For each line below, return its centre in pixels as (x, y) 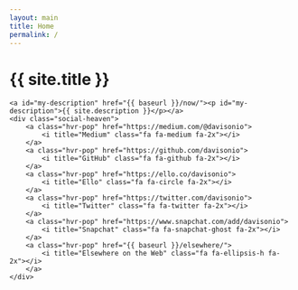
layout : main (34, 18)
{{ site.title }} (60, 79)
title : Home (32, 26)
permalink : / (34, 34)
